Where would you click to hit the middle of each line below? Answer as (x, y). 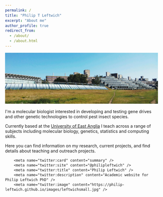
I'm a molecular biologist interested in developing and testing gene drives (78, 111)
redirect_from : (20, 31)
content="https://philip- (98, 184)
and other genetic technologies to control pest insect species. (67, 116)
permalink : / (18, 10)
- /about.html (24, 41)
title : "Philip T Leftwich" (33, 15)
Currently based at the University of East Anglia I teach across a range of (78, 126)
